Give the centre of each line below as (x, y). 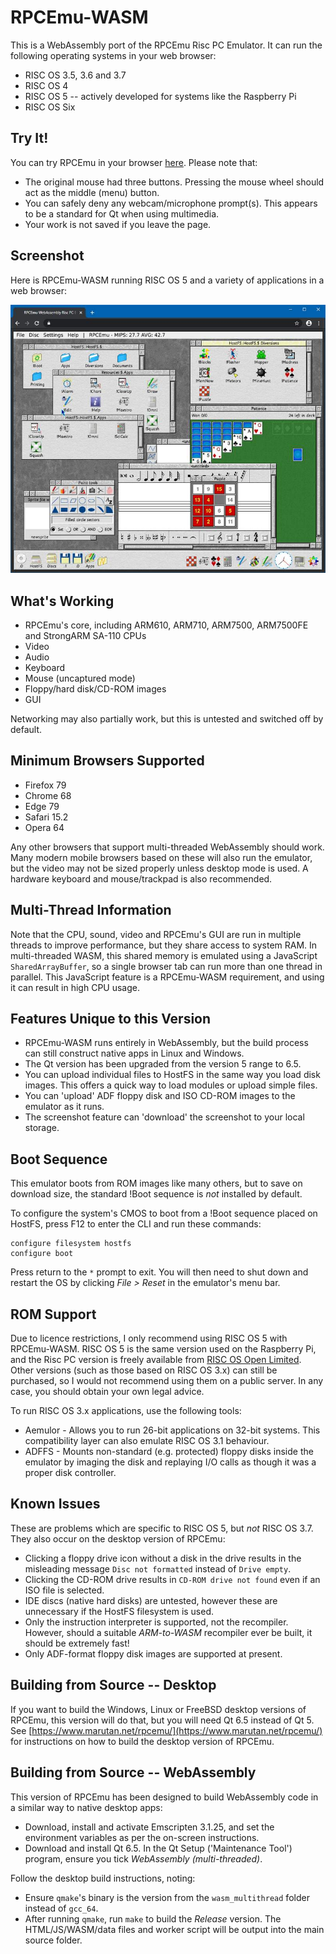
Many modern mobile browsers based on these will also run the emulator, (161, 857)
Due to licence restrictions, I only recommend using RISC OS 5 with (149, 1338)
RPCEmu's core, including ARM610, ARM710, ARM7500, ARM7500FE (166, 625)
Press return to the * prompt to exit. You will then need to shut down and (159, 1272)
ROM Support (53, 1314)
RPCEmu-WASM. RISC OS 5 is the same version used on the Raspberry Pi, (163, 1349)
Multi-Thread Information (91, 910)
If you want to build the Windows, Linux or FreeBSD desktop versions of (158, 1709)
